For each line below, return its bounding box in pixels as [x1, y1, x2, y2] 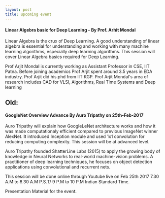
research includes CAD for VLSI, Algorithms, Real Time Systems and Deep [5, 79, 156, 85]
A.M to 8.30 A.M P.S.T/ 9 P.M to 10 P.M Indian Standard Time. [5, 179, 130, 185]
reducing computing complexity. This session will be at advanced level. [5, 139, 150, 145]
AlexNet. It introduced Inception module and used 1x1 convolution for [5, 133, 145, 139]
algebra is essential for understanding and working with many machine [5, 43, 149, 49]
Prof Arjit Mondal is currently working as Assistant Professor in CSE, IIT [5, 63, 150, 69]
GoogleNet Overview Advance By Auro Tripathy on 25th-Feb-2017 [5, 112, 144, 118]
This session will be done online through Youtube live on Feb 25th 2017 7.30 [5, 173, 159, 180]
